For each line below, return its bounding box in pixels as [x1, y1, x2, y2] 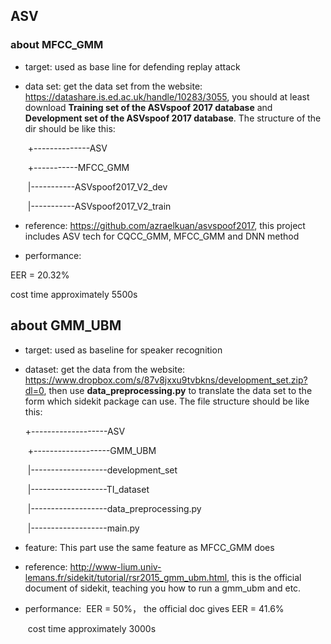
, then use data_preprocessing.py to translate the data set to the [43, 384, 313, 396]
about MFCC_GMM [10, 38, 104, 52]
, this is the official [226, 571, 302, 583]
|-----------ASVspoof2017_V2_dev [27, 180, 168, 193]
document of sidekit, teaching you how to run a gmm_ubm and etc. [24, 582, 302, 594]
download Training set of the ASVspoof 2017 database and [24, 101, 273, 113]
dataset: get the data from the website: [24, 363, 186, 375]
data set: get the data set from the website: [24, 80, 203, 92]
